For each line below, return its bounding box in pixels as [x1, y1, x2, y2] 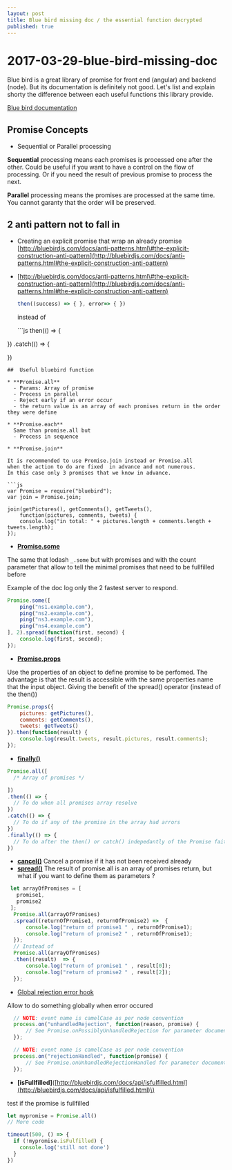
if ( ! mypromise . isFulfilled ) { [13, 1137, 104, 1145]
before [7, 570, 26, 578]
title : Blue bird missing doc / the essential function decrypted [7, 17, 202, 24]
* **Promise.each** [7, 421, 64, 428]
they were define [7, 409, 57, 416]
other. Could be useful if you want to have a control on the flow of [7, 163, 195, 172]
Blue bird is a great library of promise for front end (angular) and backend [7, 75, 216, 84]
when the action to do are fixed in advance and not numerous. [7, 463, 196, 470]
